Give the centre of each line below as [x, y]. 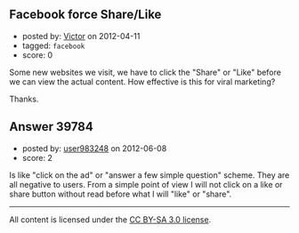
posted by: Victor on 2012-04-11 [81, 36]
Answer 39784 [51, 127]
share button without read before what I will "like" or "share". [121, 194]
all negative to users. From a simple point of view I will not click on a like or [146, 184]
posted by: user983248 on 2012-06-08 [94, 148]
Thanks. [24, 99]
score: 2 [37, 157]
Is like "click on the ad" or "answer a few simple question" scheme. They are [149, 175]
